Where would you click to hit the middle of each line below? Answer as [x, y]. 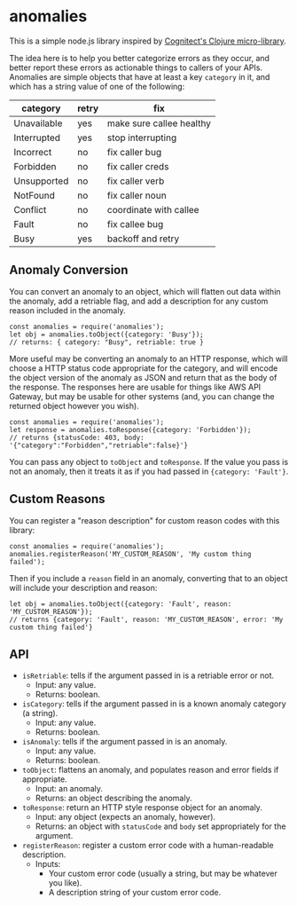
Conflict [30, 209]
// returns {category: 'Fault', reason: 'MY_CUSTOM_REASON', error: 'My [146, 619]
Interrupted [37, 138]
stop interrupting [142, 138]
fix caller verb [136, 181]
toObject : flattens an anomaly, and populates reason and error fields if [150, 770]
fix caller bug [134, 152]
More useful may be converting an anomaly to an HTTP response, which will [148, 358]
